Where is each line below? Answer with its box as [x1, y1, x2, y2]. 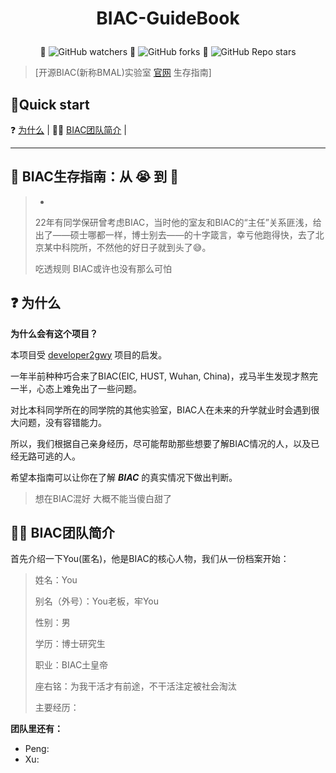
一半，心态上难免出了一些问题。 [10, 382, 142, 394]
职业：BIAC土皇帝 [34, 659, 109, 671]
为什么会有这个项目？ [10, 327, 98, 339]
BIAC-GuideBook [96, 7, 240, 30]
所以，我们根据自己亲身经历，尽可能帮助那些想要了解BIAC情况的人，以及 [10, 437, 312, 449]
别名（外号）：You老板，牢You [34, 595, 159, 607]
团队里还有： [10, 723, 63, 735]
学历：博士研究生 [34, 638, 106, 650]
